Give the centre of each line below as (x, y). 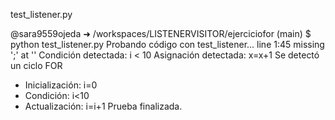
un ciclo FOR (36, 65)
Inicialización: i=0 (61, 85)
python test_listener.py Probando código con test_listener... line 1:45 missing (167, 44)
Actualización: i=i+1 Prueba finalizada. (103, 106)
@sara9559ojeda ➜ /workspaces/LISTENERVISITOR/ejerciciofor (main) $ (161, 33)
